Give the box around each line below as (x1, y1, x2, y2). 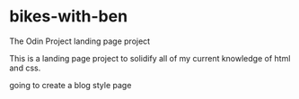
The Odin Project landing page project (9, 36, 151, 46)
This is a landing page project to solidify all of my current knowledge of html (9, 53, 291, 63)
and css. (9, 62, 41, 73)
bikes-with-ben (9, 6, 128, 27)
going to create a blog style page (9, 79, 132, 90)
